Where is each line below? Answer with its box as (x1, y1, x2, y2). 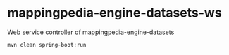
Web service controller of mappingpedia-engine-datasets (7, 28, 175, 36)
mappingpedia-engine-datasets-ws (7, 5, 222, 21)
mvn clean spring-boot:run (7, 41, 87, 48)
